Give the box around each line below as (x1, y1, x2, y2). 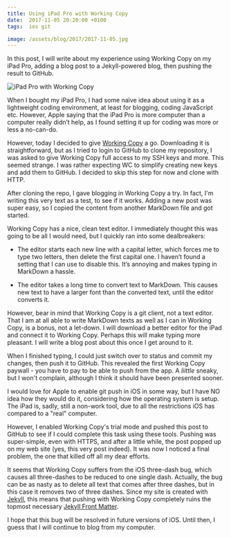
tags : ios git (7, 23, 51, 30)
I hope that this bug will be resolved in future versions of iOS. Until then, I (7, 516, 216, 524)
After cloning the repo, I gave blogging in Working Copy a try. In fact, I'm (7, 189, 214, 197)
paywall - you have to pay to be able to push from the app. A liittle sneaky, (7, 366, 219, 375)
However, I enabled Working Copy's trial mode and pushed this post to (7, 423, 209, 431)
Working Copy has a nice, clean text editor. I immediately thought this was (7, 224, 219, 233)
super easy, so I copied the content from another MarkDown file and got (7, 204, 213, 212)
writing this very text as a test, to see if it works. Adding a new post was (7, 197, 212, 205)
